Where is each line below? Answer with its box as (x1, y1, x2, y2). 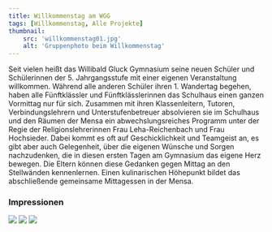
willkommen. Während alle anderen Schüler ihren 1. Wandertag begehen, (8, 82, 252, 92)
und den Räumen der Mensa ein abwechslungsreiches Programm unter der (8, 116, 260, 126)
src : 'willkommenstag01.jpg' (23, 34, 122, 43)
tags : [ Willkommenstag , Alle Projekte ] (8, 19, 144, 28)
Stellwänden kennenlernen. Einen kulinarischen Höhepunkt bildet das (8, 168, 241, 178)
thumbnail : (8, 27, 45, 35)
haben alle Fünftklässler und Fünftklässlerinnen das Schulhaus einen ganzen (8, 90, 264, 100)
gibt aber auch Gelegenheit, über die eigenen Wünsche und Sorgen (8, 142, 235, 152)
